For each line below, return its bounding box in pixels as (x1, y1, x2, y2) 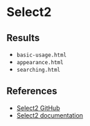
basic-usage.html (16, 52, 67, 58)
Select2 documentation (16, 111, 84, 119)
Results (6, 32, 40, 44)
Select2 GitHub (16, 104, 60, 112)
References (6, 85, 57, 97)
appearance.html (16, 59, 64, 66)
